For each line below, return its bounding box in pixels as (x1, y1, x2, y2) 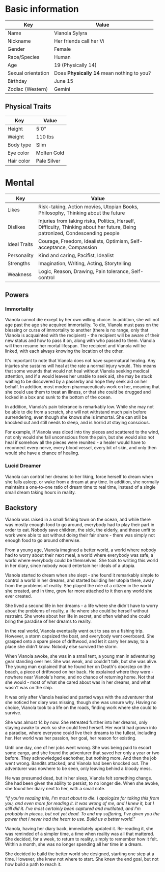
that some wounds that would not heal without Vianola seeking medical (5, 368, 149, 374)
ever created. (5, 593, 32, 599)
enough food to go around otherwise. (5, 537, 81, 543)
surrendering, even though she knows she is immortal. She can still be (5, 414, 147, 420)
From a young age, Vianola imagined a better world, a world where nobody (5, 547, 157, 553)
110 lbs (36, 133, 54, 140)
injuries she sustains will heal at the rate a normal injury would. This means (5, 363, 157, 369)
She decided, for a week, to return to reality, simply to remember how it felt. (5, 836, 158, 842)
